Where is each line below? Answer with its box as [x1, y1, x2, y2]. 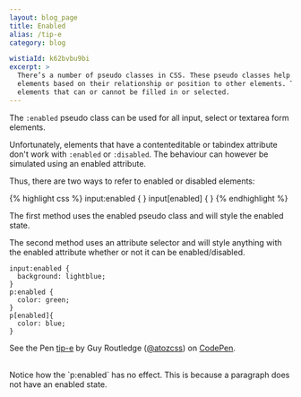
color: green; [17, 295, 70, 305]
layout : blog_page [9, 13, 78, 22]
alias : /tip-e [9, 30, 63, 39]
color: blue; [17, 319, 66, 328]
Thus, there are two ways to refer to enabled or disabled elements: [9, 176, 255, 186]
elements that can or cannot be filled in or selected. [17, 87, 230, 97]
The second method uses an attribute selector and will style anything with [9, 237, 282, 247]
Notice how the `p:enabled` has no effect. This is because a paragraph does [9, 369, 290, 380]
